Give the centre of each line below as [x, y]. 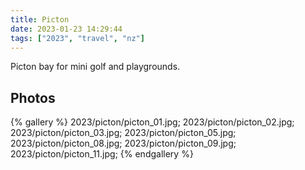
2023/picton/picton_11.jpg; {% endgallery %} [102, 154]
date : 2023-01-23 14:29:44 [66, 29]
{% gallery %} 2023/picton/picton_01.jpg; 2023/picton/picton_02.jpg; [152, 122]
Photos [33, 97]
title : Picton [40, 19]
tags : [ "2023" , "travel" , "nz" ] [77, 38]
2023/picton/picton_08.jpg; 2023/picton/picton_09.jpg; [123, 143]
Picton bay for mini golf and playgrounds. [95, 67]
